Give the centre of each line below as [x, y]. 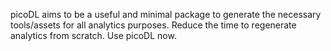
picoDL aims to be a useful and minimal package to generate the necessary [166, 14]
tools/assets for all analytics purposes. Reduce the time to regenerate [153, 25]
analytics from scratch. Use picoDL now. [93, 35]
